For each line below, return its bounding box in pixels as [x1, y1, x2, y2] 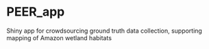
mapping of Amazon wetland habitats [6, 33, 112, 42]
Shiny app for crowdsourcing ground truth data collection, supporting [6, 27, 203, 35]
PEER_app [6, 4, 65, 20]
